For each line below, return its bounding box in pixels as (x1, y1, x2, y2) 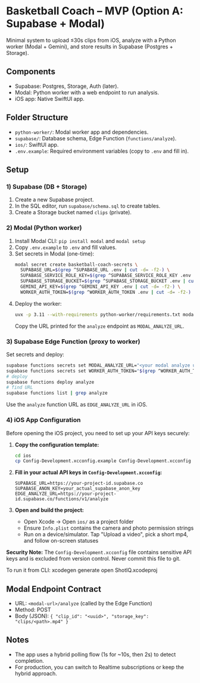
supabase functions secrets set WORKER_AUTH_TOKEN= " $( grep (6, 368, 156, 374)
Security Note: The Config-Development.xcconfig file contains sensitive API (6, 549, 192, 556)
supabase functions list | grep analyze (6, 390, 108, 396)
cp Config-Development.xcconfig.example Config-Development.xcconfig (14, 458, 192, 464)
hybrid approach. (14, 670, 58, 677)
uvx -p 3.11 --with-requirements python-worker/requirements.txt (14, 312, 180, 318)
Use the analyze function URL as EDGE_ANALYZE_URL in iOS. (6, 401, 148, 408)
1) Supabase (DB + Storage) (6, 182, 87, 190)
